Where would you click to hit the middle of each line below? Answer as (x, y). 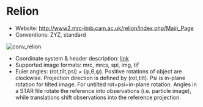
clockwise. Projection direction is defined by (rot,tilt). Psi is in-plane (100, 78)
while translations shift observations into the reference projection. (98, 97)
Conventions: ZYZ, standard (50, 34)
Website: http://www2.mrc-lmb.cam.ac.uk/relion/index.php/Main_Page (104, 28)
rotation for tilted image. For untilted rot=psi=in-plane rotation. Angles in (106, 84)
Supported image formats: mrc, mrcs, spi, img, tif (77, 65)
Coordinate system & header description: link (72, 58)
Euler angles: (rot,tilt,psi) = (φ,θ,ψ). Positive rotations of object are (98, 71)
